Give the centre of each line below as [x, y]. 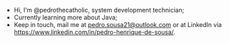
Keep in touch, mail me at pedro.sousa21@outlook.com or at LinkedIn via [118, 25]
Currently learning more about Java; [66, 17]
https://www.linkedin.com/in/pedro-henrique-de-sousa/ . [94, 32]
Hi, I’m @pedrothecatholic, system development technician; [99, 10]
